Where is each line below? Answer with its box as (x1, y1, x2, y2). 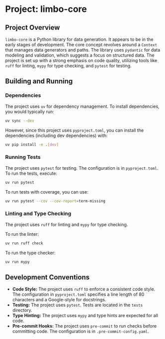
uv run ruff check (5, 241, 43, 246)
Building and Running (5, 77, 73, 85)
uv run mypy (5, 259, 30, 264)
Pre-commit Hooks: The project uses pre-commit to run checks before (12, 323, 157, 329)
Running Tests (5, 154, 41, 161)
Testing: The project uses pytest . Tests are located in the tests (12, 302, 143, 308)
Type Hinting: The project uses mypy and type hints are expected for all (12, 313, 158, 319)
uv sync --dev (5, 118, 35, 123)
